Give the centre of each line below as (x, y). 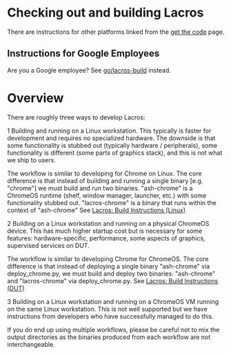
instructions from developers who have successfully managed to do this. (110, 316)
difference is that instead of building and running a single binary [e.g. (105, 180)
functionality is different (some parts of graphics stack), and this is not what (115, 153)
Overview (36, 98)
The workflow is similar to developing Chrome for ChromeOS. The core (108, 259)
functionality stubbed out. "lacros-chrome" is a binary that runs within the (112, 202)
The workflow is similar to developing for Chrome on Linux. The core (104, 173)
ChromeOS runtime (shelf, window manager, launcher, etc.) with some (107, 195)
